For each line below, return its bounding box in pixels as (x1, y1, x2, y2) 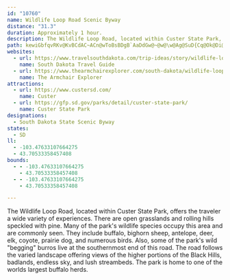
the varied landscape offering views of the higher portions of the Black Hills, (7, 251, 222, 259)
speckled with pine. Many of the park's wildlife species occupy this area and (7, 222, 223, 230)
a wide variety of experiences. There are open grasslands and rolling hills (7, 214, 214, 223)
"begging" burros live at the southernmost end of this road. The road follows (7, 244, 223, 252)
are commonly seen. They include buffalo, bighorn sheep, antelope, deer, (7, 229, 214, 237)
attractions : (7, 80, 44, 87)
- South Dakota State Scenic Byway (13, 118, 115, 126)
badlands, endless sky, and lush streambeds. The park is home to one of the (7, 258, 223, 266)
